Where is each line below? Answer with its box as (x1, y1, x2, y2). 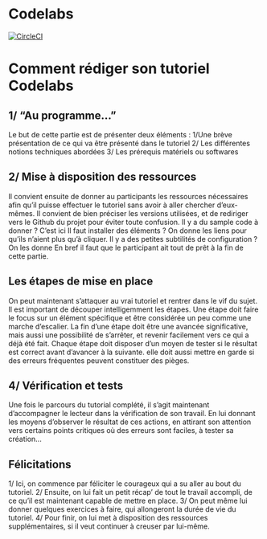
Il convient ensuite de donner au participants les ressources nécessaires (8, 191, 249, 201)
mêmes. (8, 208, 35, 218)
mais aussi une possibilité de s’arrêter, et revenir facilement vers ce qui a (8, 330, 249, 340)
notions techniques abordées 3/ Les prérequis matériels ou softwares (8, 146, 239, 157)
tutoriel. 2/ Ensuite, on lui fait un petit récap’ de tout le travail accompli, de (8, 488, 253, 497)
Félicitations (8, 457, 72, 471)
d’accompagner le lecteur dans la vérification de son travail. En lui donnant (8, 409, 256, 419)
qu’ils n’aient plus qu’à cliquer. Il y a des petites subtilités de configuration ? (8, 234, 258, 243)
